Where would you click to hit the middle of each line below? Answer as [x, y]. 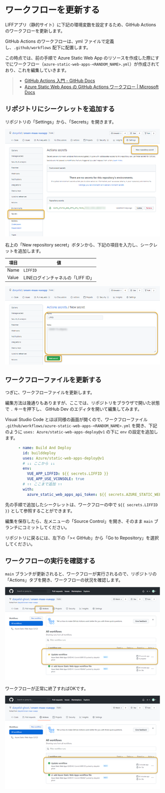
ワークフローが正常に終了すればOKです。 [47, 689]
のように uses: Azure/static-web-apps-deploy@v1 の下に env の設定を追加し [82, 431]
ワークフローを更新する [53, 10]
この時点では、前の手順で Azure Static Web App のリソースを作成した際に [80, 58]
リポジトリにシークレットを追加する [60, 109]
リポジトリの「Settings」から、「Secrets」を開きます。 [61, 122]
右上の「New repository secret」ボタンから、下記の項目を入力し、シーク [79, 244]
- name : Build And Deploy [44, 448]
